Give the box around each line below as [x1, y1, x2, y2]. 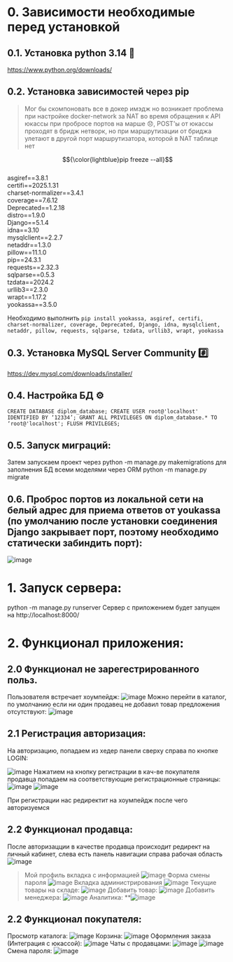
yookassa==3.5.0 [7, 300, 57, 308]
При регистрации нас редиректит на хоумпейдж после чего [7, 796, 188, 804]
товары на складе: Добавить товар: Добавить [24, 886, 216, 894]
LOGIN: [7, 754, 29, 762]
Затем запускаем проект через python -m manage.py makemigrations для [7, 458, 227, 467]
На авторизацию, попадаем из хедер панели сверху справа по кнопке [7, 746, 218, 755]
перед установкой [7, 19, 120, 35]
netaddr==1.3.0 [7, 240, 52, 249]
